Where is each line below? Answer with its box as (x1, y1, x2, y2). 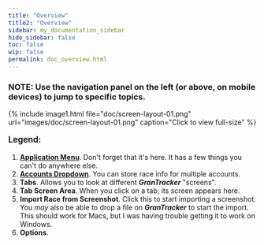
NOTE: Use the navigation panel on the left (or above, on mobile (8, 81, 256, 92)
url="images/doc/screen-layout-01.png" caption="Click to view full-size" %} (8, 117, 257, 127)
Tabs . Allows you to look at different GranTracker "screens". (19, 177, 217, 187)
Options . (19, 228, 49, 237)
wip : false (8, 48, 44, 56)
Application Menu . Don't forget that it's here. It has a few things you (19, 152, 243, 161)
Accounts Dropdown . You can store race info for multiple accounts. (19, 169, 241, 178)
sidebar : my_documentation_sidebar (8, 26, 125, 34)
